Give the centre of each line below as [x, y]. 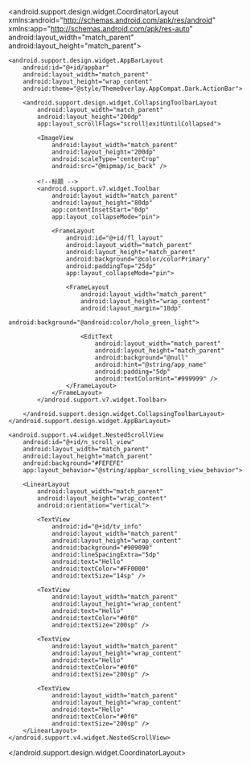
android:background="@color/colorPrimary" [138, 259]
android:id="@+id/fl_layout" [114, 238]
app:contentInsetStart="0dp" [100, 210]
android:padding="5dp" [133, 372]
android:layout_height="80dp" [102, 203]
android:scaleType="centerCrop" [105, 159]
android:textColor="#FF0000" [100, 569]
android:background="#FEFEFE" [74, 463]
